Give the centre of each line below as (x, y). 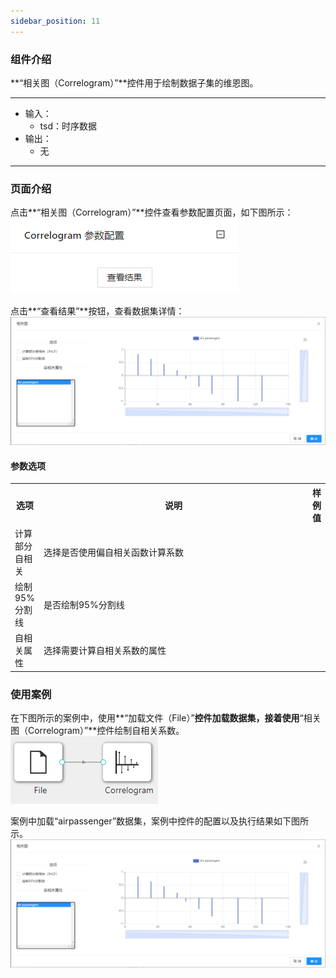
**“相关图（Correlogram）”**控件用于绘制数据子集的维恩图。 (134, 82)
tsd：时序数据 (68, 126)
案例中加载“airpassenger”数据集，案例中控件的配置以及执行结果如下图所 (160, 821)
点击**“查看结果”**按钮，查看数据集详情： (97, 311)
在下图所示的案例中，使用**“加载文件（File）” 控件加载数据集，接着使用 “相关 (166, 718)
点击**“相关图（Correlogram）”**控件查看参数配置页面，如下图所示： (152, 212)
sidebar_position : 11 (55, 21)
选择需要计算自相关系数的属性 (105, 651)
